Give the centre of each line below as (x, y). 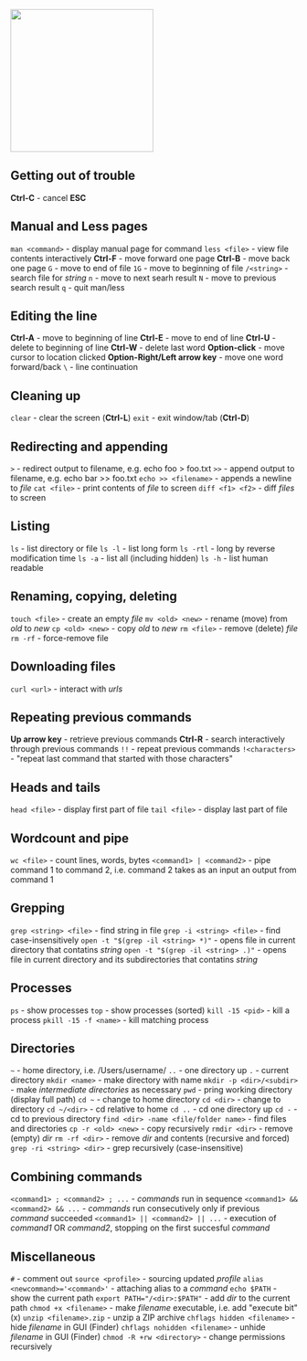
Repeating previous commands (101, 717)
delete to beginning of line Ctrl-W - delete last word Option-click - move (148, 348)
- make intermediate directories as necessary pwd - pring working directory (152, 1090)
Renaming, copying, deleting (94, 597)
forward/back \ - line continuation (74, 367)
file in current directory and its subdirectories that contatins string (134, 959)
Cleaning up (46, 396)
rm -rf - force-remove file (59, 638)
